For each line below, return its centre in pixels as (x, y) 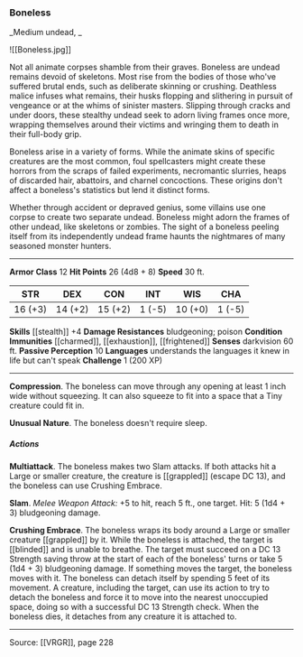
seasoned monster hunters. (60, 246)
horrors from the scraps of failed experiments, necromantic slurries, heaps (148, 171)
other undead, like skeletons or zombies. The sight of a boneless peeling (144, 227)
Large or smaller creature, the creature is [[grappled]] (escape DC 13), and (147, 477)
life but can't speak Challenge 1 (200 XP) (86, 361)
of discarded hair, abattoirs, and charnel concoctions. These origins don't (146, 180)
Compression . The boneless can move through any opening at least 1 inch (148, 386)
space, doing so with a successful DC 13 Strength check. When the (134, 607)
